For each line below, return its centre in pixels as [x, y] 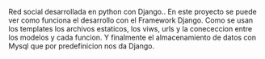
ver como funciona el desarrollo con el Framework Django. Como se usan [131, 20]
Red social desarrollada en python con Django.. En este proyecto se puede [132, 12]
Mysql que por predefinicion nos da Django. [82, 46]
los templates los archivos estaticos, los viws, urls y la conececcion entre [130, 29]
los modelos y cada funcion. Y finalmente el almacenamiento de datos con [132, 37]
